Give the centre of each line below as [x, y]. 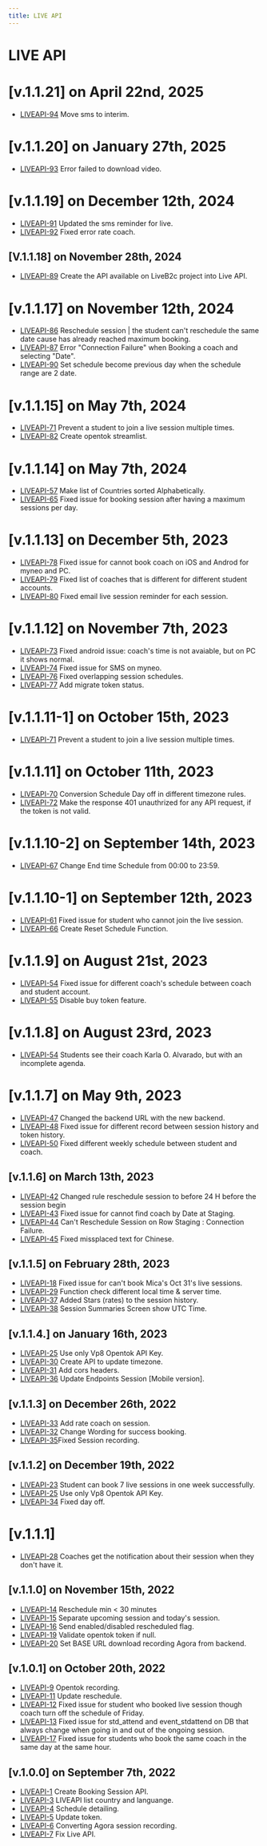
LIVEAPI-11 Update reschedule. [71, 1696]
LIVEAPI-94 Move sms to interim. [74, 114]
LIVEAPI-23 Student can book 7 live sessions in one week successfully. [137, 1484]
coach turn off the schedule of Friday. [82, 1713]
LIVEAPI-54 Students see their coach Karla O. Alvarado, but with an [131, 1055]
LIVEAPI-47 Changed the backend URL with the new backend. [122, 1117]
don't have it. [42, 1564]
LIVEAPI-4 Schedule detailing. [70, 1809]
